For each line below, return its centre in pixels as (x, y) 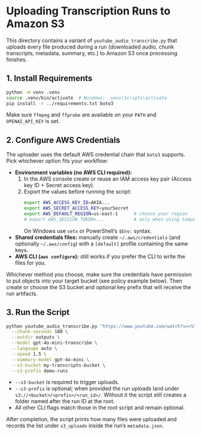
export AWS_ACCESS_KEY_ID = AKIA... (67, 203)
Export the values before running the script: (77, 192)
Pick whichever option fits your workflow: (57, 161)
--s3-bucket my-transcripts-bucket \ (59, 365)
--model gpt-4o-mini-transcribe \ (54, 343)
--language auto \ (35, 349)
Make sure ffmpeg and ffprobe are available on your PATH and (81, 115)
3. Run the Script (38, 312)
